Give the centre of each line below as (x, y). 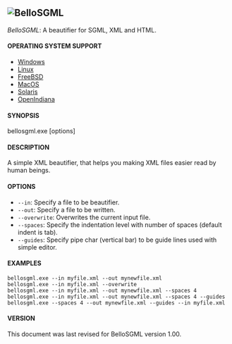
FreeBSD (30, 77)
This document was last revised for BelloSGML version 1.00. (94, 334)
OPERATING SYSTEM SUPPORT (55, 46)
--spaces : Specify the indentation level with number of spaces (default (120, 225)
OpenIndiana (36, 99)
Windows (31, 62)
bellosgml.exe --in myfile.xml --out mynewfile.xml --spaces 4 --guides (116, 297)
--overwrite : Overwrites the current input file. (84, 217)
